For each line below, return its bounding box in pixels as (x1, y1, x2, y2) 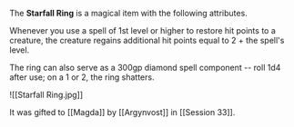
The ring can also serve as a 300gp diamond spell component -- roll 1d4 (9, 63, 281, 73)
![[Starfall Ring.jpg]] (9, 90, 84, 100)
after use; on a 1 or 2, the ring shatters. (9, 72, 155, 83)
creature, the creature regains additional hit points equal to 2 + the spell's (9, 35, 285, 45)
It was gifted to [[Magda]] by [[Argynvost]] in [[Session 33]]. (9, 107, 236, 117)
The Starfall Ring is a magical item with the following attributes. (9, 8, 248, 18)
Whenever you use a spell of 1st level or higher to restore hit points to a (9, 25, 276, 35)
